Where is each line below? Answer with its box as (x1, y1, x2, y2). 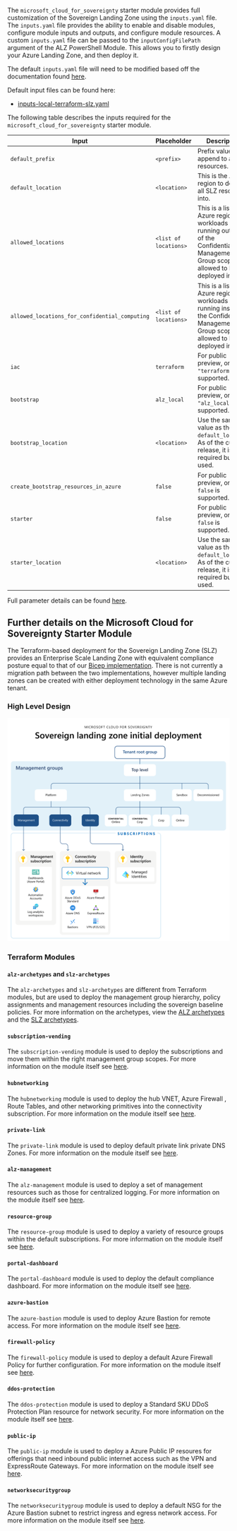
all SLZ (197, 187, 217, 195)
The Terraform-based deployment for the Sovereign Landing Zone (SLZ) (7, 646, 217, 655)
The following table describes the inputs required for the (7, 113, 171, 122)
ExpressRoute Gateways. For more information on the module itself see (7, 1462, 214, 1470)
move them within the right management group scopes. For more (7, 1055, 196, 1063)
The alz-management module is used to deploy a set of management (7, 1181, 203, 1189)
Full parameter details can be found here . (7, 596, 127, 605)
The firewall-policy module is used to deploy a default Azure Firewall (7, 1353, 213, 1361)
